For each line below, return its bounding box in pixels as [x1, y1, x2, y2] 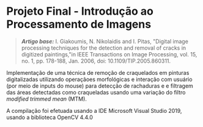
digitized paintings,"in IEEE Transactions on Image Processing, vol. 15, [21, 50, 197, 58]
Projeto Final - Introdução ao [6, 4, 154, 18]
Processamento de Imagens [6, 17, 152, 31]
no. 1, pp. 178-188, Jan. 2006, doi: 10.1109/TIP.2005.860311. [21, 57, 171, 64]
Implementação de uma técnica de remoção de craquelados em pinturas [6, 69, 190, 76]
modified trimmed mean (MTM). [6, 95, 87, 102]
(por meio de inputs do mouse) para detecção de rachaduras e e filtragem [6, 82, 194, 90]
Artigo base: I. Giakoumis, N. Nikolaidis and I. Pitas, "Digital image [21, 37, 188, 45]
